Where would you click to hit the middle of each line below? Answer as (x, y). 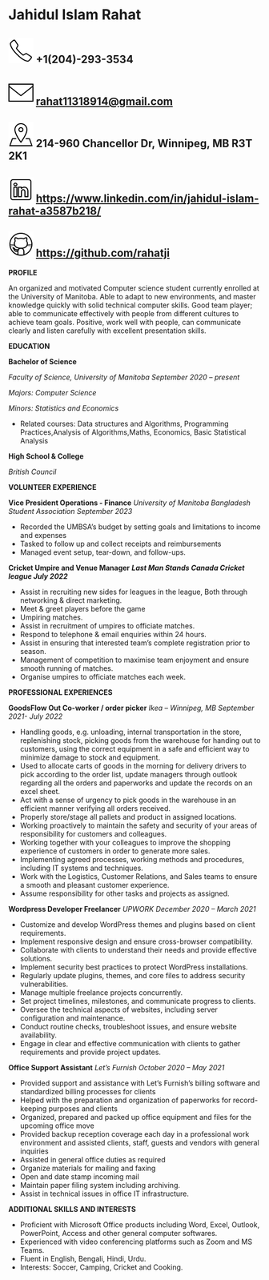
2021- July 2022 (35, 716)
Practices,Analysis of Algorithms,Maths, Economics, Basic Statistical (133, 432)
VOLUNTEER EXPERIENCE (52, 487)
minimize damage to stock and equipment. (90, 757)
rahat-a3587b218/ (55, 211)
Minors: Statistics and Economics (64, 408)
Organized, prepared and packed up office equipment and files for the (136, 1117)
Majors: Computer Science (52, 392)
